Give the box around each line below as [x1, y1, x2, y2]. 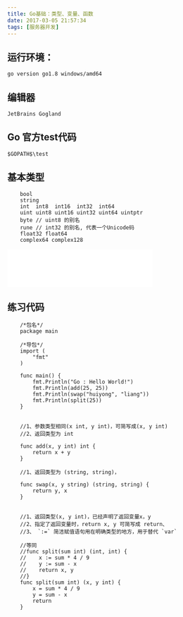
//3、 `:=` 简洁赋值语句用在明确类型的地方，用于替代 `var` [20, 528, 177, 536]
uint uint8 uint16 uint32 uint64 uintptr [20, 209, 143, 216]
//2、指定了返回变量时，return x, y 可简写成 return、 [20, 521, 168, 528]
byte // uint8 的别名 [20, 216, 80, 224]
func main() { [20, 372, 61, 379]
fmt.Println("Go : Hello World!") [32, 379, 134, 386]
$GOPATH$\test [7, 150, 49, 157]
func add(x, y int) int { [20, 443, 96, 450]
